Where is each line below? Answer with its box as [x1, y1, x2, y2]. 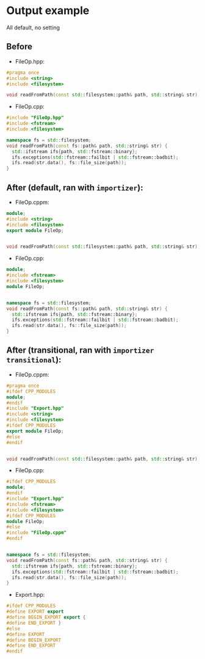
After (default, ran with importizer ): [6, 182, 143, 193]
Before [6, 41, 32, 52]
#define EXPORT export [6, 608, 64, 615]
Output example [6, 4, 90, 18]
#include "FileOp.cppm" [6, 530, 67, 536]
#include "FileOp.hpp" [6, 115, 64, 121]
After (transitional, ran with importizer [6, 345, 154, 356]
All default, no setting [6, 24, 60, 31]
